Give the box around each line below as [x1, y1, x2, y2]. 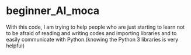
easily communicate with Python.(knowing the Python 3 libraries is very [6, 36, 179, 43]
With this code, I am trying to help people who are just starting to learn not [6, 23, 185, 30]
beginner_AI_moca [6, 4, 100, 18]
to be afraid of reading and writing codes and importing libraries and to [6, 29, 177, 36]
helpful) [6, 42, 25, 49]
